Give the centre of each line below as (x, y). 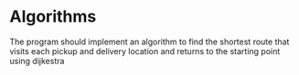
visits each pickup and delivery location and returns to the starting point (145, 51)
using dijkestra (37, 61)
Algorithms (53, 17)
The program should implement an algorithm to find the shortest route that (149, 42)
